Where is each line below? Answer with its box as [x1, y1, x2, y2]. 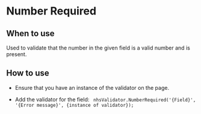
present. [6, 51, 27, 58]
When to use [6, 28, 55, 39]
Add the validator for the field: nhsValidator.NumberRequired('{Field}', [14, 95, 196, 103]
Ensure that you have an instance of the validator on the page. [14, 84, 170, 91]
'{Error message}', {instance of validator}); [14, 102, 134, 108]
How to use [6, 68, 49, 78]
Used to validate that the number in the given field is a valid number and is [6, 44, 191, 51]
